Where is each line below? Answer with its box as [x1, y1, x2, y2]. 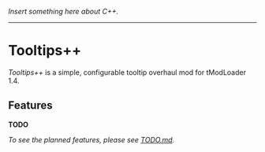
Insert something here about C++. [8, 7, 119, 16]
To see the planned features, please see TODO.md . [8, 135, 175, 144]
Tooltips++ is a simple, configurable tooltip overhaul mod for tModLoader [8, 67, 247, 77]
